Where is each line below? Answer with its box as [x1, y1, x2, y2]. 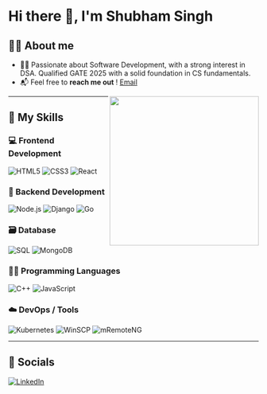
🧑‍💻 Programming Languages [8, 266, 121, 277]
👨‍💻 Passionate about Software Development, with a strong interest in [19, 60, 246, 69]
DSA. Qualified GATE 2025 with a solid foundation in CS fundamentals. [19, 68, 251, 78]
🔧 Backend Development [8, 186, 105, 197]
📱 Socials [8, 356, 56, 369]
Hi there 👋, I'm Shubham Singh [8, 7, 213, 25]
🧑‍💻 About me [8, 39, 74, 53]
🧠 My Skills [8, 111, 64, 124]
